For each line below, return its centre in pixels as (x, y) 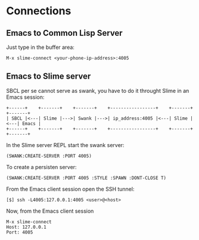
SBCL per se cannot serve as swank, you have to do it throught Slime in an (98, 91)
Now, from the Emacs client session (50, 211)
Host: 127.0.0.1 (26, 227)
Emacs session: (25, 97)
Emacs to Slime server (49, 77)
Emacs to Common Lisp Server (65, 33)
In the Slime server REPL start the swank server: (65, 145)
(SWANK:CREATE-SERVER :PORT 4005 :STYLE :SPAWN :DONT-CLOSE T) (86, 178)
